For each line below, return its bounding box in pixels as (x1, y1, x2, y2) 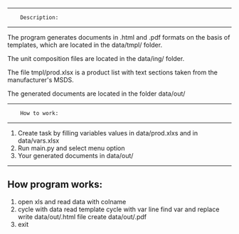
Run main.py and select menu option (17, 144, 125, 152)
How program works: (7, 179, 103, 191)
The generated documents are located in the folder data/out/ (7, 89, 186, 98)
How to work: (20, 110, 59, 117)
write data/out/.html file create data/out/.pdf (17, 212, 147, 221)
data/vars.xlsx (17, 136, 60, 145)
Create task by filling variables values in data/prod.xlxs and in (17, 129, 198, 137)
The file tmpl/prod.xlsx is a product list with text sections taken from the (7, 68, 218, 77)
